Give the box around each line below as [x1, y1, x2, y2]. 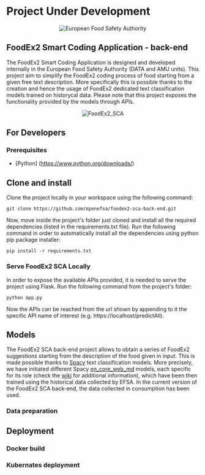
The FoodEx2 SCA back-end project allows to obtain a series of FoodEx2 [6, 346, 190, 353]
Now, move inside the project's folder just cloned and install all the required [6, 217, 196, 224]
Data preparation [6, 407, 58, 415]
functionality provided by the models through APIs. [6, 98, 135, 105]
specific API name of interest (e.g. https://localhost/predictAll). [6, 312, 164, 319]
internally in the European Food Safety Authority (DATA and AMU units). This [6, 65, 199, 72]
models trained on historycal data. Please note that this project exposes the [6, 91, 197, 99]
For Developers [6, 128, 66, 138]
